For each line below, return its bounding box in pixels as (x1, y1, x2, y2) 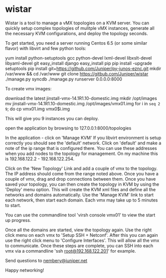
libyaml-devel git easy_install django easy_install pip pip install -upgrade (5, 60, 152, 66)
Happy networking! (5, 267, 45, 273)
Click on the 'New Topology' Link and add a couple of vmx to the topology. (5, 165, 158, 171)
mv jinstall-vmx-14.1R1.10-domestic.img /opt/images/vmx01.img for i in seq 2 (5, 100, 161, 106)
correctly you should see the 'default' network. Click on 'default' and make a (5, 140, 162, 146)
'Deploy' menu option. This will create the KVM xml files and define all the (5, 186, 156, 192)
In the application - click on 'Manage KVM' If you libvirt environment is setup (5, 135, 162, 140)
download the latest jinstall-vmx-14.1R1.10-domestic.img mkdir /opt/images (5, 95, 157, 101)
